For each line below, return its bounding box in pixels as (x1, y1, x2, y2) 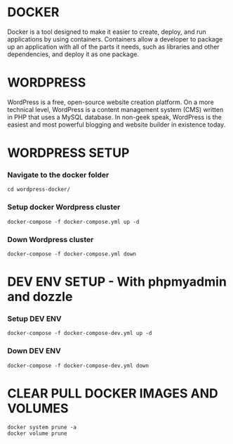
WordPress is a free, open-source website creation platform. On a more (7, 98, 214, 106)
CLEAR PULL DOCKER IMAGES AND (7, 385, 219, 401)
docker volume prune (7, 430, 68, 437)
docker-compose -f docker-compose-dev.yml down (7, 362, 149, 369)
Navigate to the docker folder (7, 170, 109, 179)
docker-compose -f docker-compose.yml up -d (7, 218, 140, 225)
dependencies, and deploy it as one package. (7, 50, 139, 58)
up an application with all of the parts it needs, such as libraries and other (7, 42, 220, 51)
